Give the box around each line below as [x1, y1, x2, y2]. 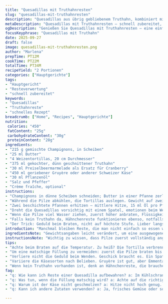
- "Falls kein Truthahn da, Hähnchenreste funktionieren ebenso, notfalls [5, 217, 164, 222]
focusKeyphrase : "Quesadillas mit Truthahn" [5, 31, 99, 36]
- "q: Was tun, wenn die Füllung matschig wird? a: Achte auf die [5, 277, 146, 282]
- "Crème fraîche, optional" [5, 184, 66, 189]
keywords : [5, 96, 26, 101]
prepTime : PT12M [5, 54, 39, 59]
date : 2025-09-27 [5, 36, 41, 41]
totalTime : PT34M [5, 63, 41, 68]
